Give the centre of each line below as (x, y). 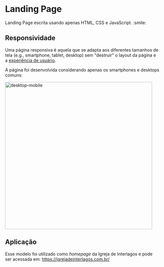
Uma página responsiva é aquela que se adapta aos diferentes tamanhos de (82, 50)
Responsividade (30, 38)
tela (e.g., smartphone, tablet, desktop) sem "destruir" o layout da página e (81, 55)
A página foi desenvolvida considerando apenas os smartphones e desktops (82, 70)
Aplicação (21, 242)
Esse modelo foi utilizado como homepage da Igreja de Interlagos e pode (79, 254)
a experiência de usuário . (31, 60)
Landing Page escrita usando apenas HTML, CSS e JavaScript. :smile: (76, 23)
